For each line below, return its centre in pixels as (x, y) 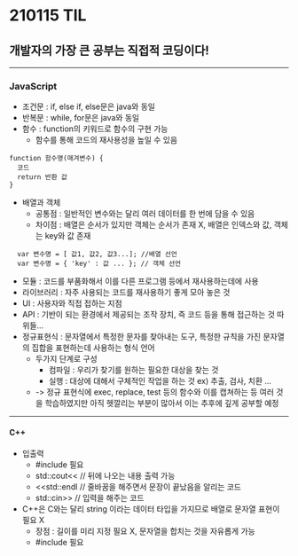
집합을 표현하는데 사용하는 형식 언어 (93, 348)
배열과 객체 (41, 203)
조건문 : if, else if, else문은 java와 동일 (88, 106)
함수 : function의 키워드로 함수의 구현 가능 (95, 129)
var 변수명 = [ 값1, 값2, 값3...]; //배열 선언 (97, 255)
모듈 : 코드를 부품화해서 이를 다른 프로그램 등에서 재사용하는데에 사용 (140, 281)
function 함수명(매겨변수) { (56, 159)
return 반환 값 (43, 177)
